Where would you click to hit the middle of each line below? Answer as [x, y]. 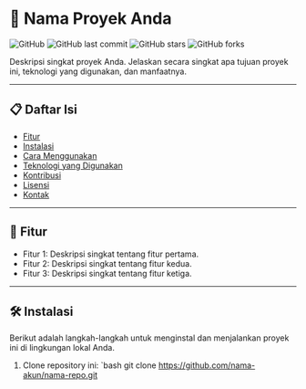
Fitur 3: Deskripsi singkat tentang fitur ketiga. [107, 273]
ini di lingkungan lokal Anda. [62, 348]
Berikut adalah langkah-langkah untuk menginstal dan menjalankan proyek [149, 338]
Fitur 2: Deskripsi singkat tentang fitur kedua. [107, 263]
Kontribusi [42, 175]
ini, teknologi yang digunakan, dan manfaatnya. [98, 71]
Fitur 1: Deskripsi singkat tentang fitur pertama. [111, 254]
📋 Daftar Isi [43, 110]
